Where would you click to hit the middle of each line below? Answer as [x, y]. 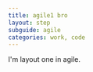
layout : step [29, 23]
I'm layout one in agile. [44, 59]
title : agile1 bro [38, 15]
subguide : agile [34, 30]
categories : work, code [47, 37]
